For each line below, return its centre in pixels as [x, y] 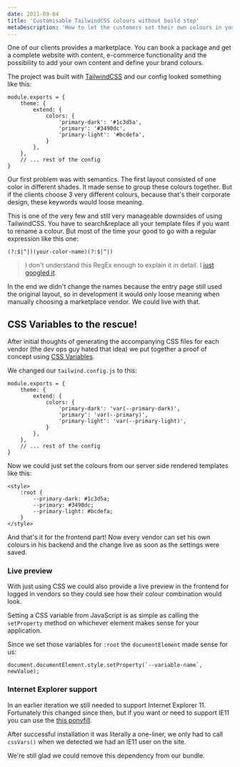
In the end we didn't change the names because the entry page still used [115, 287]
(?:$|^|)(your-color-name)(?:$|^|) [60, 252]
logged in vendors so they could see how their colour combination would [115, 594]
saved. [17, 553]
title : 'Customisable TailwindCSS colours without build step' [104, 21]
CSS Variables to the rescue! [72, 324]
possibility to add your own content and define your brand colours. [106, 63]
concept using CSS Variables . [51, 357]
